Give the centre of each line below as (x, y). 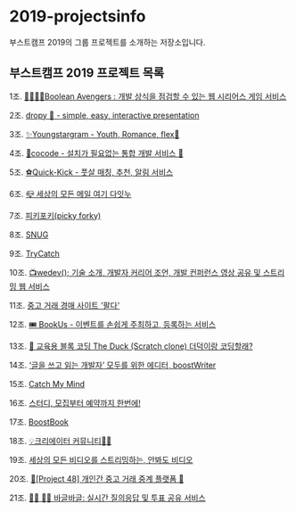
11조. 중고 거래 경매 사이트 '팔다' (65, 305)
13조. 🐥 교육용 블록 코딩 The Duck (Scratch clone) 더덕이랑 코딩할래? (131, 346)
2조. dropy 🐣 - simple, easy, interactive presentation (104, 115)
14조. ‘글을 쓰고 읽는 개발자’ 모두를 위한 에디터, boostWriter (113, 365)
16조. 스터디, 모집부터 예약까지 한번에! (75, 402)
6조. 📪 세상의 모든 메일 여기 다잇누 (70, 194)
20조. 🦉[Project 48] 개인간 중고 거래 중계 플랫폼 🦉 (97, 478)
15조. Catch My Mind (47, 384)
